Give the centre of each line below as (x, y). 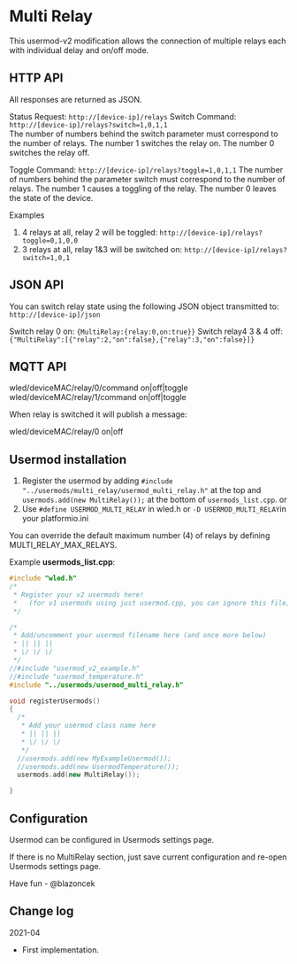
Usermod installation (68, 459)
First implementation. (61, 950)
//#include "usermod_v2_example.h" (75, 668)
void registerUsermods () (55, 701)
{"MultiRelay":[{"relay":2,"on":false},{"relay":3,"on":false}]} (132, 339)
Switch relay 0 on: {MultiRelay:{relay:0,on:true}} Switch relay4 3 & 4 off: (146, 331)
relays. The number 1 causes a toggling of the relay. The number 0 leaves (143, 189)
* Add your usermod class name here (88, 726)
